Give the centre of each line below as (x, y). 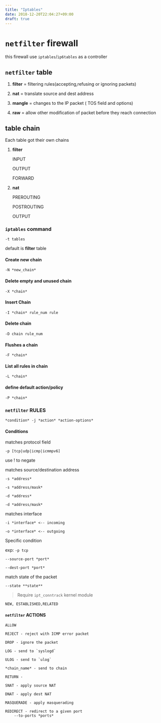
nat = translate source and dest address (53, 94)
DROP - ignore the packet (32, 643)
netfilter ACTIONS (25, 615)
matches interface (24, 514)
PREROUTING (26, 197)
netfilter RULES (25, 410)
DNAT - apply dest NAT (28, 694)
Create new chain (23, 259)
